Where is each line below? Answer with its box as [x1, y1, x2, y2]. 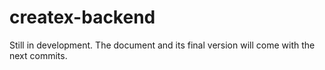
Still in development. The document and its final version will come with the [9, 39, 316, 51]
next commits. [9, 49, 68, 61]
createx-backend [9, 6, 156, 29]
